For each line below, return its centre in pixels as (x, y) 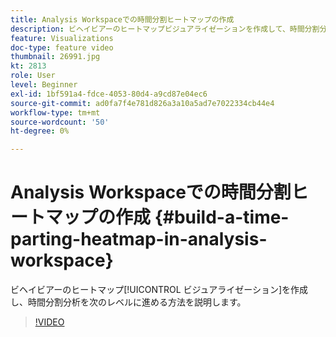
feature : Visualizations (62, 38)
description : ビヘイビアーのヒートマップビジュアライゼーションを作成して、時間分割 (165, 29)
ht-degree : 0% (40, 131)
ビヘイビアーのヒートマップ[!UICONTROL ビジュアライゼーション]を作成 (159, 290)
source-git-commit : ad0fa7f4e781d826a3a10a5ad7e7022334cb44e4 (142, 103)
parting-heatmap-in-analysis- (139, 239)
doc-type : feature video (62, 47)
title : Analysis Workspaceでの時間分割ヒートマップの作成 (122, 19)
